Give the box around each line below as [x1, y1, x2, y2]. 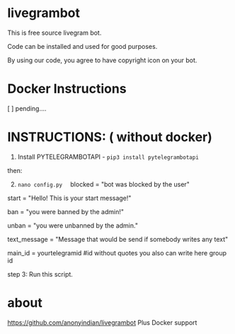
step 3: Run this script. [7, 269, 73, 278]
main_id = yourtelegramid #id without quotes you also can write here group [7, 248, 227, 257]
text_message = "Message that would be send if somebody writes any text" [7, 235, 229, 243]
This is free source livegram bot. [7, 28, 102, 37]
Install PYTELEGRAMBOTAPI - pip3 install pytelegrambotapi [17, 152, 200, 161]
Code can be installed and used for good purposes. [7, 42, 158, 50]
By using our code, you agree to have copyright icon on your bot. [7, 55, 197, 65]
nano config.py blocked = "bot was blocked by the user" [17, 179, 190, 189]
